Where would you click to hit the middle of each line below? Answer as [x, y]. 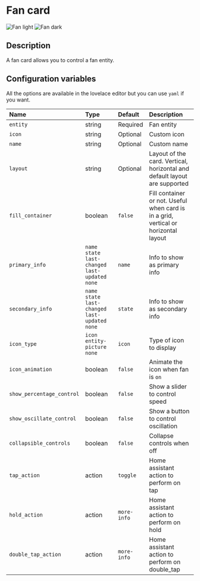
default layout [168, 176]
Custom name [169, 144]
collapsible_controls [40, 443]
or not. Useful [168, 201]
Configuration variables [51, 79]
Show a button [169, 411]
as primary [164, 265]
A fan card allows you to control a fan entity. [60, 60]
